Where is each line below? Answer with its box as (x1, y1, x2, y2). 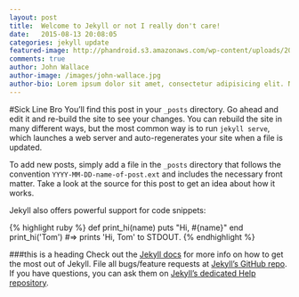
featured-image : (9, 46, 69, 55)
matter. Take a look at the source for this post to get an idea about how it (9, 177, 276, 188)
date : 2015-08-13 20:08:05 (9, 29, 117, 38)
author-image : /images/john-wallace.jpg (9, 71, 162, 80)
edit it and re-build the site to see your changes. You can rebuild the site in (9, 113, 283, 124)
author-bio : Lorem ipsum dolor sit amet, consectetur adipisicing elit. (9, 79, 285, 88)
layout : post (9, 12, 58, 22)
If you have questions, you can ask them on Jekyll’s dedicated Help (9, 268, 256, 278)
